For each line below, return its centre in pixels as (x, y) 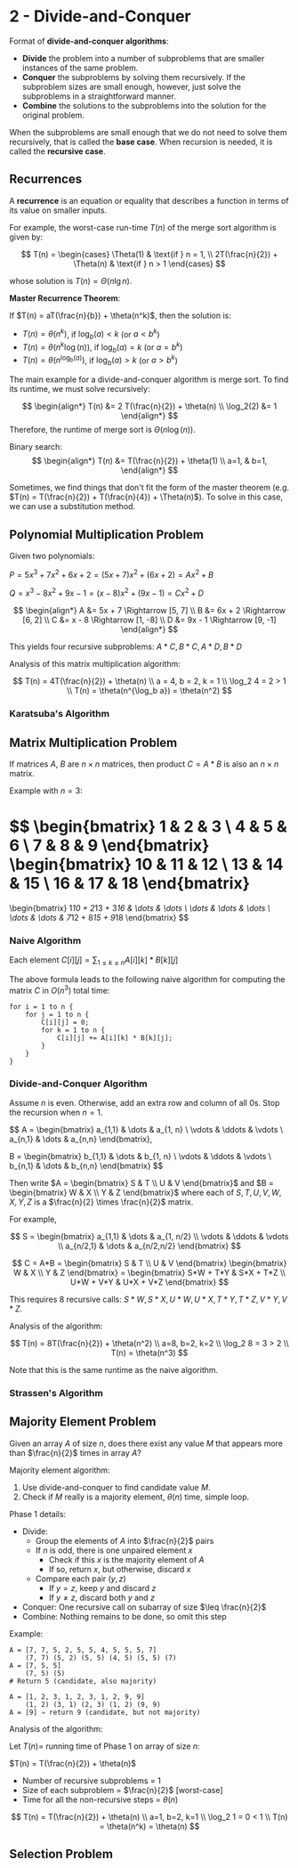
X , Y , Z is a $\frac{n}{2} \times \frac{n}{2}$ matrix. (101, 1202)
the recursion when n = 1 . (56, 1112)
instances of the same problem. (80, 68)
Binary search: (36, 447)
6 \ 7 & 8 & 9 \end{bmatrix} (109, 845)
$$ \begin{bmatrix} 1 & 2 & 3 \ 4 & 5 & (148, 827)
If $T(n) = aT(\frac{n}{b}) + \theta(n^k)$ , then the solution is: (120, 315)
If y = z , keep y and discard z (102, 1588)
